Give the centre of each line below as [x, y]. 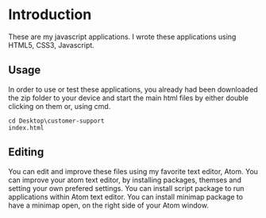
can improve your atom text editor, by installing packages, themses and [125, 180]
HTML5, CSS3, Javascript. [52, 45]
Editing [26, 152]
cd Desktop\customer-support [56, 121]
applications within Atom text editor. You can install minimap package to [126, 197]
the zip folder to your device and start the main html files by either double [128, 98]
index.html [26, 128]
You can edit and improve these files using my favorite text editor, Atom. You [133, 171]
